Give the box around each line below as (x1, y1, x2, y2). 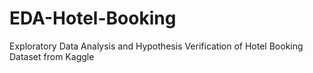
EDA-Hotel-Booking (9, 7, 177, 30)
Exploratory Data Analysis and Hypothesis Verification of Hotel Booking (9, 40, 304, 52)
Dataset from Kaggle (9, 50, 95, 62)
